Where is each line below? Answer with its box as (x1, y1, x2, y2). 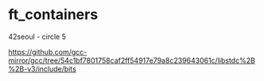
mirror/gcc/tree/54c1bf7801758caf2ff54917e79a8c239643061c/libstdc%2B (8, 56, 256, 65)
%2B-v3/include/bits (8, 64, 77, 73)
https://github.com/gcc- (8, 47, 87, 56)
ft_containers (8, 6, 99, 24)
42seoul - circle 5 (8, 32, 66, 41)
